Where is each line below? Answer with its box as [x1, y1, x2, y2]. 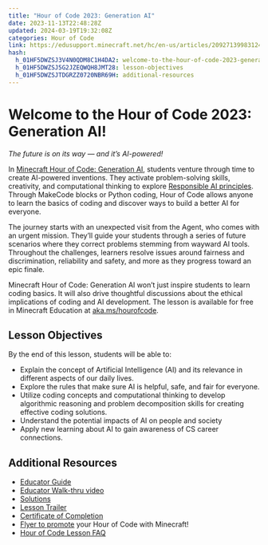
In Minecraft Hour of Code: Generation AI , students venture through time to [8, 164, 255, 174]
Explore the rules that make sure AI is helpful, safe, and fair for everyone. [19, 382, 260, 392]
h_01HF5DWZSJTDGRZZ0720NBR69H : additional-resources [15, 71, 195, 79]
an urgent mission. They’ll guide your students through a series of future [8, 231, 246, 240]
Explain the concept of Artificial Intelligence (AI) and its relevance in [19, 365, 243, 375]
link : [8, 41, 26, 49]
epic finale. [8, 264, 45, 274]
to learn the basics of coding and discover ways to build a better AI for [8, 198, 240, 207]
